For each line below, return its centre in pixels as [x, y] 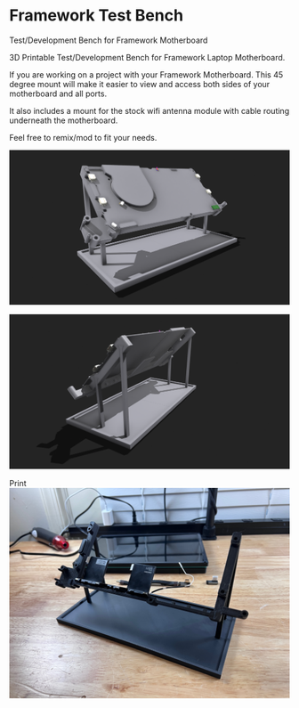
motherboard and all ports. [58, 94]
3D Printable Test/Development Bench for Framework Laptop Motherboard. [147, 57]
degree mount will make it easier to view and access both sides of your [140, 84]
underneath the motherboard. [64, 120]
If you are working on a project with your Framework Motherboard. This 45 [146, 74]
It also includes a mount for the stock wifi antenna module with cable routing [149, 110]
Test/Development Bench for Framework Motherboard [109, 40]
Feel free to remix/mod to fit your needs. [83, 137]
